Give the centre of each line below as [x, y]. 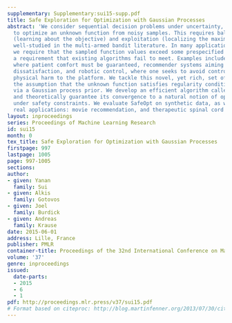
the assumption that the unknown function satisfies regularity [108, 84]
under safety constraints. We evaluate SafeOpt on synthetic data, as [117, 104]
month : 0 [20, 135]
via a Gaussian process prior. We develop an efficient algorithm [111, 90]
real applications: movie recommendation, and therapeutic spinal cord [119, 110]
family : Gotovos [37, 200]
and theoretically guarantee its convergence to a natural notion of [115, 97]
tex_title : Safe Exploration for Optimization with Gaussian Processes [112, 142]
